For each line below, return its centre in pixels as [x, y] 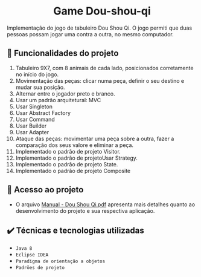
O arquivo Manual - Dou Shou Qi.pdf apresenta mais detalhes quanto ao [105, 204]
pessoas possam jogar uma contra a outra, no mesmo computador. [90, 34]
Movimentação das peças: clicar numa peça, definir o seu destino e [100, 80]
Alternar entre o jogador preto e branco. [65, 93]
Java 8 [24, 249]
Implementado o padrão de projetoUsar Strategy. [77, 158]
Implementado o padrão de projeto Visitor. [68, 151]
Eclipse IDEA [32, 255]
